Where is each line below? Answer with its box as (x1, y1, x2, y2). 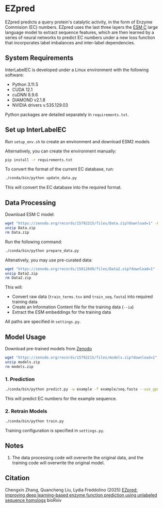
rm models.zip (5, 364, 34, 369)
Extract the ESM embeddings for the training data (12, 309, 112, 315)
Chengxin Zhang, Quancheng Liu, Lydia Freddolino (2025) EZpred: (5, 487, 138, 492)
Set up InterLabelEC (5, 126, 66, 134)
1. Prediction (5, 376, 35, 382)
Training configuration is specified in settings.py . (5, 428, 104, 433)
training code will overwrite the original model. (12, 460, 105, 466)
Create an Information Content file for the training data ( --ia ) (12, 304, 134, 310)
